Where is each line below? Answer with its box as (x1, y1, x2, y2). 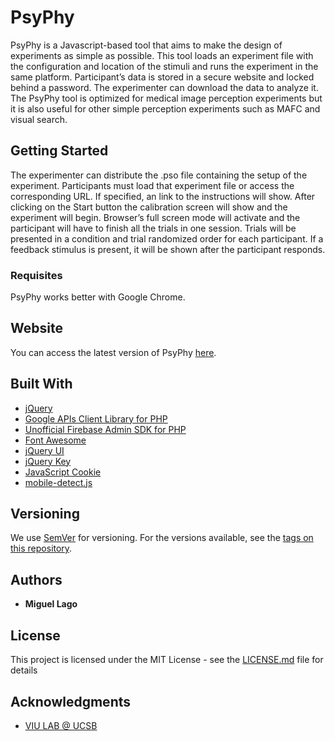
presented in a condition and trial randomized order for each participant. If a (10, 232, 324, 245)
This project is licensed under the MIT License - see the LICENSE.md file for (10, 654, 324, 666)
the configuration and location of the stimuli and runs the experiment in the (10, 60, 319, 72)
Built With (10, 376, 73, 393)
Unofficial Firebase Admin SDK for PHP (24, 423, 187, 435)
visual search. (10, 113, 68, 125)
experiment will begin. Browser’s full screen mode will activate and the (10, 211, 301, 223)
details (10, 664, 38, 676)
